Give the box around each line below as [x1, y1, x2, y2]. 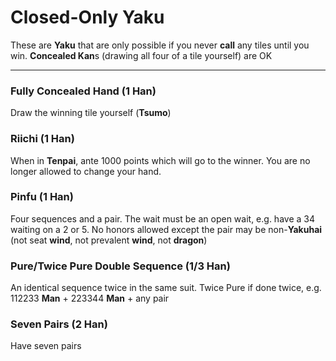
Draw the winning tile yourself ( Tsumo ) [10, 107, 172, 119]
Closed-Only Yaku [10, 6, 165, 29]
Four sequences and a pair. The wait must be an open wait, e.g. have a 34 [10, 212, 315, 225]
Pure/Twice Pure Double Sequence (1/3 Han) [10, 259, 231, 273]
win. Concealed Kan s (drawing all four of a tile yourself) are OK [10, 49, 273, 61]
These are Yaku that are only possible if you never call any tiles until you [10, 39, 310, 51]
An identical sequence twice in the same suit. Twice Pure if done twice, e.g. [10, 282, 322, 294]
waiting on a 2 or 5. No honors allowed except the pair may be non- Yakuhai [10, 223, 323, 235]
